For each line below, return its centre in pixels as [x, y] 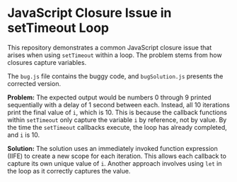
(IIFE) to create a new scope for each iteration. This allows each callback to [117, 156]
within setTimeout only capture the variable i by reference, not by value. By [117, 120]
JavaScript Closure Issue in [89, 13]
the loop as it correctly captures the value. [69, 171]
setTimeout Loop [58, 28]
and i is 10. [24, 135]
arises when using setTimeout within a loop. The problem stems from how [115, 55]
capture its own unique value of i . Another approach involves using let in [115, 163]
